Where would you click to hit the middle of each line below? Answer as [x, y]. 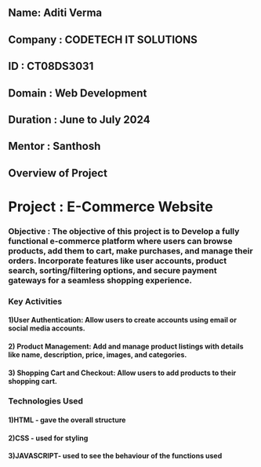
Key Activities [35, 301]
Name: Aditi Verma [55, 13]
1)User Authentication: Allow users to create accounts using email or [123, 320]
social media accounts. [47, 328]
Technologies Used [46, 401]
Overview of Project [58, 173]
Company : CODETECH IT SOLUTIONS [103, 40]
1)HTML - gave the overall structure [67, 420]
